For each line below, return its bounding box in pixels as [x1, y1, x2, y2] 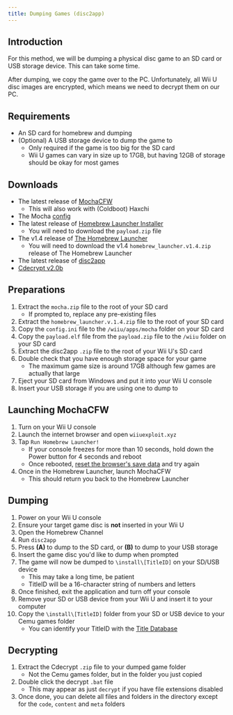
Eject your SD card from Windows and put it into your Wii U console [17, 376, 212, 385]
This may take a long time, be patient [28, 572, 135, 581]
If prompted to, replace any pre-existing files [28, 309, 156, 318]
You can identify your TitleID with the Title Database [28, 624, 178, 633]
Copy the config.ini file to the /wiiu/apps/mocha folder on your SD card [17, 325, 225, 333]
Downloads [8, 178, 58, 190]
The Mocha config [17, 212, 72, 220]
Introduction [8, 36, 63, 48]
